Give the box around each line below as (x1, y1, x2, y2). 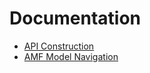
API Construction (23, 40, 95, 52)
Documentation (9, 7, 142, 30)
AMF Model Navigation (23, 50, 119, 62)
